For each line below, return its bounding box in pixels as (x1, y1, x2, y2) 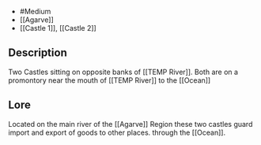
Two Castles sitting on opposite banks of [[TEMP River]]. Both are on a (8, 67, 239, 76)
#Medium (19, 7, 51, 16)
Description (8, 46, 67, 60)
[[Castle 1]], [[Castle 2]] (19, 24, 96, 32)
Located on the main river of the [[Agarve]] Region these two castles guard (8, 119, 253, 128)
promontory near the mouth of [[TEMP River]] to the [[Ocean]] (8, 75, 211, 85)
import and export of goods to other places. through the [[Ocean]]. (8, 128, 226, 137)
